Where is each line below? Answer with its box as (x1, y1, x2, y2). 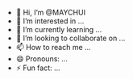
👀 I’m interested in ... (15, 16, 85, 26)
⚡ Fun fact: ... (15, 63, 60, 73)
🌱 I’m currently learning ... (15, 25, 102, 34)
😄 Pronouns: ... (15, 54, 69, 64)
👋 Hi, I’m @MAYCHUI (15, 8, 86, 17)
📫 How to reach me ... (15, 43, 91, 52)
